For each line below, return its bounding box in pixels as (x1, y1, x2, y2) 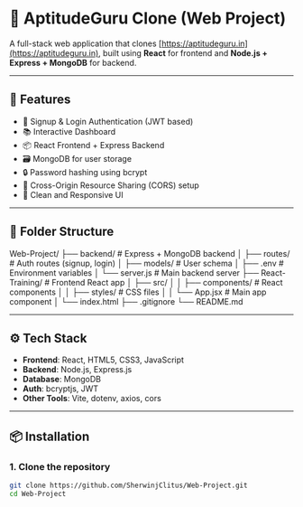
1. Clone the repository (9, 460, 111, 473)
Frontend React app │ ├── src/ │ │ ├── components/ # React (51, 277, 283, 287)
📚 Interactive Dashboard (22, 126, 116, 136)
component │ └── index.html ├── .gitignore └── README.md (9, 296, 243, 306)
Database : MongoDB (22, 374, 102, 385)
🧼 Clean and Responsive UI (22, 189, 124, 200)
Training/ (9, 277, 43, 287)
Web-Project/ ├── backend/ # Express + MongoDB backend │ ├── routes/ (9, 248, 290, 258)
